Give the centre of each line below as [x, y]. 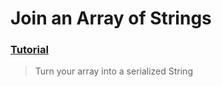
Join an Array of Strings [111, 18]
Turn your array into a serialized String [113, 71]
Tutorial [29, 50]
